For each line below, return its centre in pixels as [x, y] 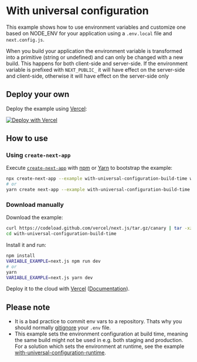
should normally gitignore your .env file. [63, 328]
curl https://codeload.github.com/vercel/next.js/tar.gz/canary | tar [94, 228]
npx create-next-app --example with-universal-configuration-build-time [97, 179]
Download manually [35, 205]
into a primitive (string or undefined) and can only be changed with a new [95, 57]
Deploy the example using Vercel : [47, 108]
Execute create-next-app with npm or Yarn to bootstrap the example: [89, 168]
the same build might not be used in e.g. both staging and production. [99, 340]
